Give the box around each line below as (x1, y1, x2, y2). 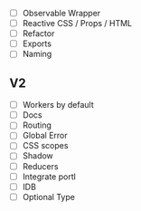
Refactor (22, 28, 55, 39)
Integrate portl (22, 171, 77, 182)
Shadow (22, 150, 54, 161)
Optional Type (22, 191, 75, 202)
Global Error (22, 130, 68, 141)
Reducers (22, 160, 59, 171)
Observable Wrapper (22, 8, 101, 18)
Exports (22, 38, 52, 49)
